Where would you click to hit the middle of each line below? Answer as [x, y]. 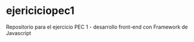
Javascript [19, 33]
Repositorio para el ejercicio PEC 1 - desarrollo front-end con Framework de [97, 27]
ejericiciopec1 [40, 11]
